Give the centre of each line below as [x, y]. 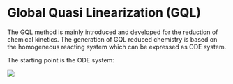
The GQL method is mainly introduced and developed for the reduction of [113, 32]
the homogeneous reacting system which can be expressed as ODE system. [117, 47]
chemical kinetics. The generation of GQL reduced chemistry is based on [112, 39]
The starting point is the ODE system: [61, 60]
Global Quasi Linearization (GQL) [104, 13]
